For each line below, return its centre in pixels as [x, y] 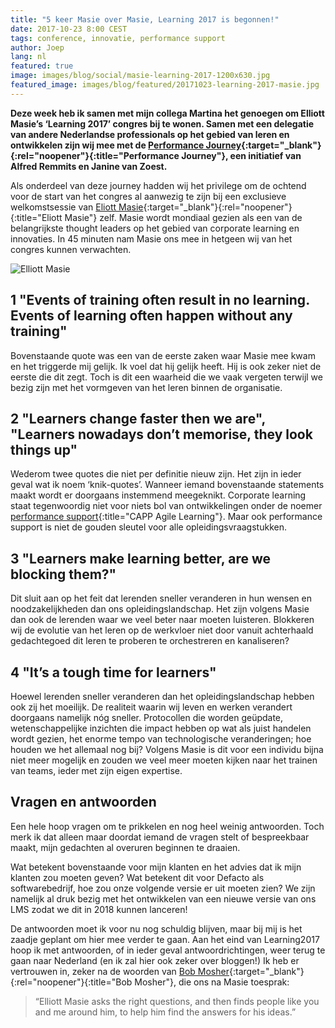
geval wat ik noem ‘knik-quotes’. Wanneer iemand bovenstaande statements [167, 485]
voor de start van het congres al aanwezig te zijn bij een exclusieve [148, 196]
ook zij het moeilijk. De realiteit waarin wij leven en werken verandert [151, 707]
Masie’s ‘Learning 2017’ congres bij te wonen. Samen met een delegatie [162, 123]
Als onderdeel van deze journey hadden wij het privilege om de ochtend [158, 185]
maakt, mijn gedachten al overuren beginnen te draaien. [125, 847]
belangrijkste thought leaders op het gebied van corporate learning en [155, 228]
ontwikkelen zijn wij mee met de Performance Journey [126, 145]
